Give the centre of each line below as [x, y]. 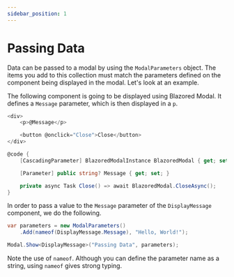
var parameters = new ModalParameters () [67, 226]
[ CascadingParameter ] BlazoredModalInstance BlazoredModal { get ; [118, 160]
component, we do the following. [54, 213]
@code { [18, 154]
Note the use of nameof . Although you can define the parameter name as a [113, 258]
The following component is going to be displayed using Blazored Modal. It [114, 96]
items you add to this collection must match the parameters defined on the [114, 75]
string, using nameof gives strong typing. [65, 266]
